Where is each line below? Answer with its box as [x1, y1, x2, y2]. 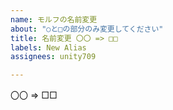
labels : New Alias [10, 42, 87, 53]
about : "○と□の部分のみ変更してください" [10, 24, 164, 34]
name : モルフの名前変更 [10, 14, 98, 25]
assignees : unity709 [10, 52, 97, 62]
